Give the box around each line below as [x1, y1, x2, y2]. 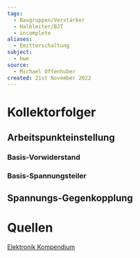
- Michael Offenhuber [13, 68, 76, 75]
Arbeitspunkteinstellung [7, 131, 116, 143]
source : [7, 62, 30, 68]
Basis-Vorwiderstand [7, 152, 81, 162]
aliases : [7, 36, 33, 43]
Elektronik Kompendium [7, 243, 75, 251]
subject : [7, 49, 33, 56]
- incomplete [13, 29, 51, 37]
